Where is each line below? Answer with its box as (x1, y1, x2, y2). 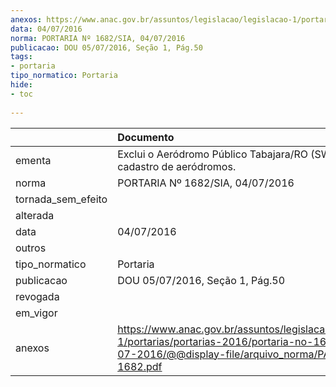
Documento (117, 130, 175, 144)
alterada (15, 208, 55, 222)
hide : (10, 80, 33, 90)
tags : (10, 52, 33, 62)
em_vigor (15, 306, 58, 320)
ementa (15, 153, 52, 167)
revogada (15, 289, 60, 303)
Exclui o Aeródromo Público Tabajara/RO (117, 147, 309, 161)
